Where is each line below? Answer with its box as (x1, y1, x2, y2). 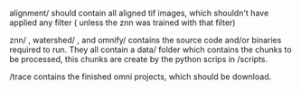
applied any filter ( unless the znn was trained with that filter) (9, 17, 236, 28)
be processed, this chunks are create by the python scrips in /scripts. (9, 54, 268, 64)
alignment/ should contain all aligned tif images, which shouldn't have (9, 8, 269, 18)
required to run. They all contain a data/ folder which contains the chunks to (9, 44, 292, 55)
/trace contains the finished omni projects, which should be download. (9, 71, 272, 82)
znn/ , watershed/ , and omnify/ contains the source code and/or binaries (9, 35, 282, 45)
